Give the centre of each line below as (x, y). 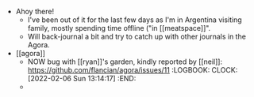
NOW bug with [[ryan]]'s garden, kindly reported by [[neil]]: (125, 62)
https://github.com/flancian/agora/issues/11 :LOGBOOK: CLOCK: (133, 70)
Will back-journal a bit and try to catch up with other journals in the (137, 36)
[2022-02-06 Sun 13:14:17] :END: (82, 78)
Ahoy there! (35, 11)
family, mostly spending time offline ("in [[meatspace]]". (119, 28)
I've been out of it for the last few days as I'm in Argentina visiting (135, 20)
